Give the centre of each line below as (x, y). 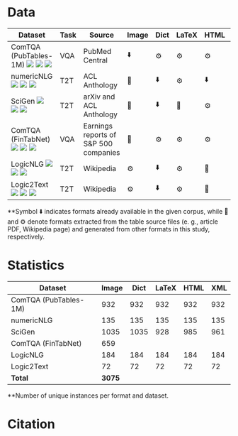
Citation (31, 424)
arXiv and (99, 97)
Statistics (36, 265)
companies (102, 152)
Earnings (98, 126)
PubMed (97, 51)
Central (96, 60)
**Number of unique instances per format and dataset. (88, 396)
